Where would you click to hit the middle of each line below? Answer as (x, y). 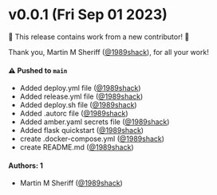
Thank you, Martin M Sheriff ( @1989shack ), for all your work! (108, 52)
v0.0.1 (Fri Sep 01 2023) (88, 15)
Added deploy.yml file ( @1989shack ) (80, 88)
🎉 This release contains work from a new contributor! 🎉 (99, 37)
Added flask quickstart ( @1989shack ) (82, 131)
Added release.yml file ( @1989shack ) (81, 96)
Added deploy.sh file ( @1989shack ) (78, 105)
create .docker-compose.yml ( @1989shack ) (92, 139)
